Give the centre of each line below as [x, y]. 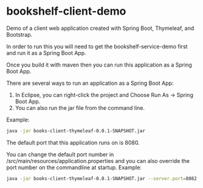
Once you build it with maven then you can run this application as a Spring [99, 65]
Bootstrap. [19, 34]
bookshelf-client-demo [66, 11]
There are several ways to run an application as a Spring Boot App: [90, 83]
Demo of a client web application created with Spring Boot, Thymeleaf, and [100, 28]
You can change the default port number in [60, 154]
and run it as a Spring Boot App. [46, 52]
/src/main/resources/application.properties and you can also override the [98, 161]
